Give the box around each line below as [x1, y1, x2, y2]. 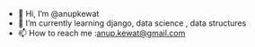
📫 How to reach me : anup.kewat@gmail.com [17, 27, 186, 38]
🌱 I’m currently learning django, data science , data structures [17, 18, 247, 28]
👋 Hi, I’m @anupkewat [17, 9, 100, 19]
